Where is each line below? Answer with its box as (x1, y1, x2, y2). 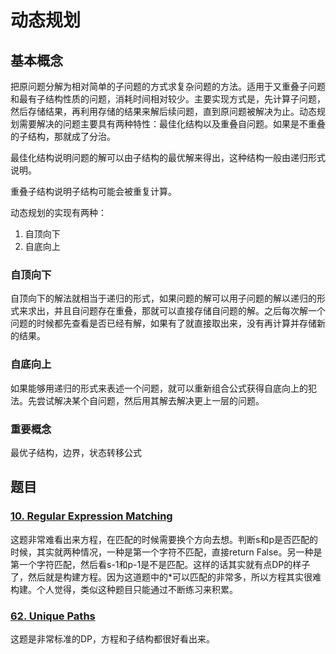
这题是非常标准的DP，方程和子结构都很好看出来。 (10, 632, 216, 645)
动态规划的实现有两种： (10, 207, 107, 218)
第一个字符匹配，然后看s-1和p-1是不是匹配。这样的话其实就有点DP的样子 (10, 558, 311, 570)
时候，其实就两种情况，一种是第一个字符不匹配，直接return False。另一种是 (10, 546, 323, 558)
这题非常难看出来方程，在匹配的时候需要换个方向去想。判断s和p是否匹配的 (10, 533, 318, 545)
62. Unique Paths (10, 609, 96, 623)
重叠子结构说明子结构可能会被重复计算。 (10, 186, 177, 197)
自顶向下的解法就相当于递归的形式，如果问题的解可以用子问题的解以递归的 (10, 292, 317, 305)
